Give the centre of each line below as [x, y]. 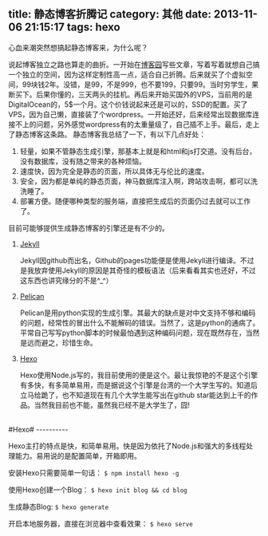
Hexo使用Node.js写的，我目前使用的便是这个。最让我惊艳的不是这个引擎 [139, 375]
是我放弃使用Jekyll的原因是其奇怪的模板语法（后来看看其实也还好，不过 [138, 270]
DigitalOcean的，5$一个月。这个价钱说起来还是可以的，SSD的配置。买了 [128, 104]
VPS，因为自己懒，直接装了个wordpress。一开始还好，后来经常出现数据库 [130, 114]
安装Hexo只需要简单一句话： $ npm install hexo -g [94, 472]
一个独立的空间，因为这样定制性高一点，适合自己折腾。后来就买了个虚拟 [127, 74]
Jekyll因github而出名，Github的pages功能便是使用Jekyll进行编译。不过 [137, 260]
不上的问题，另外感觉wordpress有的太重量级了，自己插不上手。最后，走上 [137, 124]
